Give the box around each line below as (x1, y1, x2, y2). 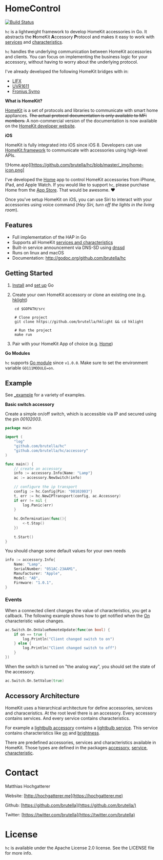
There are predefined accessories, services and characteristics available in (5, 739, 156, 745)
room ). (5, 207, 19, 213)
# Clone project (14, 315, 48, 320)
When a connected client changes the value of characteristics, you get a (5, 607, 151, 613)
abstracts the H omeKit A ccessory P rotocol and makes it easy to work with (5, 34, 155, 40)
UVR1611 (12, 83, 29, 89)
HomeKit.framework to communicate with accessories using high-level (5, 147, 148, 153)
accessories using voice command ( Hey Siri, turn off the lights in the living (5, 201, 155, 207)
